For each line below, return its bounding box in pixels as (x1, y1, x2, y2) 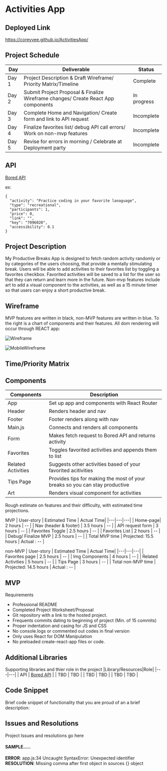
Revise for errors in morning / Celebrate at (23, 138, 122, 145)
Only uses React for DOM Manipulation (12, 633, 92, 640)
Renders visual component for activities (49, 489, 142, 496)
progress (133, 98, 154, 105)
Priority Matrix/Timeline (23, 80, 79, 87)
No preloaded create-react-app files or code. (12, 639, 105, 645)
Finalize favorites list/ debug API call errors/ (23, 123, 126, 130)
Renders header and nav (49, 408, 106, 415)
